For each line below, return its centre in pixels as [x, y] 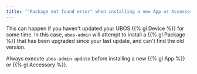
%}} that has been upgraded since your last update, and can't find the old [95, 41]
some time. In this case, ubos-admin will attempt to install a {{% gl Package [96, 34]
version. [16, 47]
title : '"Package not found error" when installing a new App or [87, 11]
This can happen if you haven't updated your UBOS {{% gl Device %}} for [95, 28]
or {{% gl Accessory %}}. [37, 65]
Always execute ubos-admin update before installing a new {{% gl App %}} [96, 58]
